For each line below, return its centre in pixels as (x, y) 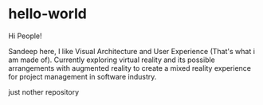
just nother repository (44, 91)
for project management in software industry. (82, 76)
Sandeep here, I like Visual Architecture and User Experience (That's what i (131, 51)
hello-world (48, 14)
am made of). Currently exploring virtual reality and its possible (112, 60)
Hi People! (25, 36)
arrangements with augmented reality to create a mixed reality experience (130, 68)
